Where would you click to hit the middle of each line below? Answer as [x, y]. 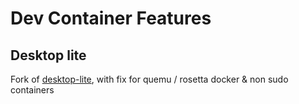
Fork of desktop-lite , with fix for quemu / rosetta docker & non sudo [149, 79]
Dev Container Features [111, 18]
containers [32, 90]
